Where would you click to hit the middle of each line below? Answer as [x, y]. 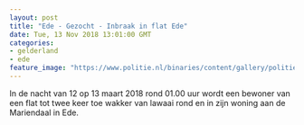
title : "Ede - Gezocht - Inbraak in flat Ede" [99, 26]
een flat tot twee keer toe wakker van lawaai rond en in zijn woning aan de [147, 103]
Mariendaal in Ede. [44, 112]
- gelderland [34, 51]
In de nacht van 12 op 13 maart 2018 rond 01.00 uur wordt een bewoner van [150, 93]
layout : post [34, 18]
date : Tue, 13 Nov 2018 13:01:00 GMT [81, 34]
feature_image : [38, 68]
